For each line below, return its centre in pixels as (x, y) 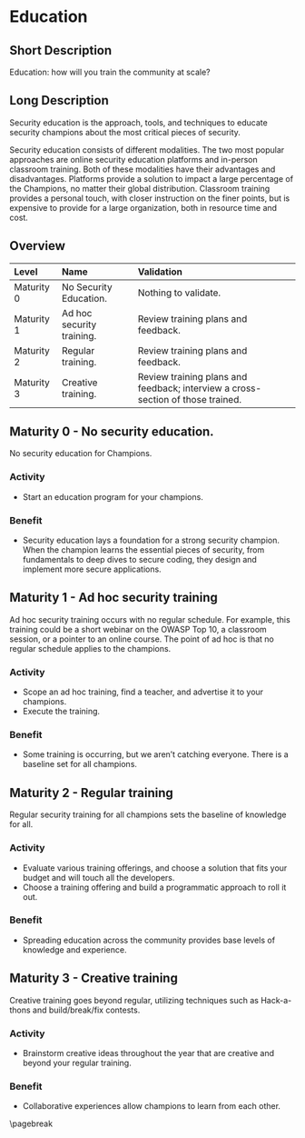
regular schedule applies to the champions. (90, 648)
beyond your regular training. (77, 1063)
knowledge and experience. (74, 949)
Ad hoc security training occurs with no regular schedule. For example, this (150, 619)
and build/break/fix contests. (86, 1010)
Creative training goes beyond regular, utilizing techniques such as (134, 1000)
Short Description (61, 50)
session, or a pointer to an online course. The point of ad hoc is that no (142, 639)
